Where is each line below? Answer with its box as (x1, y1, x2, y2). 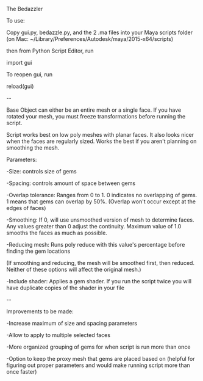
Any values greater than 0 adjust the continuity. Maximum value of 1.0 (6, 223, 182, 230)
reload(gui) (6, 82, 34, 90)
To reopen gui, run (6, 71, 53, 78)
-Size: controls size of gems (6, 168, 77, 175)
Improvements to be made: (6, 308, 74, 315)
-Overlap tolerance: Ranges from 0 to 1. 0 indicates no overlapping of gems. (6, 192, 198, 198)
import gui (6, 59, 32, 66)
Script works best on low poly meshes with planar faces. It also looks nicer (6, 131, 194, 138)
